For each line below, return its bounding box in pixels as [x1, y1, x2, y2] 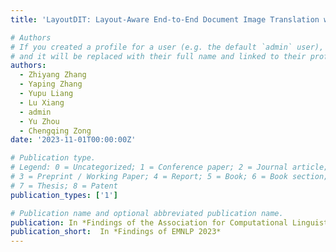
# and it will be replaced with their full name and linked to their [10, 51, 307, 61]
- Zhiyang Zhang [19, 70, 87, 80]
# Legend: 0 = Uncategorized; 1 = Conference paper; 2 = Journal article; [10, 162, 329, 173]
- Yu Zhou [19, 116, 60, 126]
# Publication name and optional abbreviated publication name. [10, 208, 284, 218]
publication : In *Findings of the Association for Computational [10, 217, 288, 228]
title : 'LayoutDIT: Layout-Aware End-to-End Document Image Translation [10, 14, 320, 25]
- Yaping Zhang [19, 79, 83, 90]
